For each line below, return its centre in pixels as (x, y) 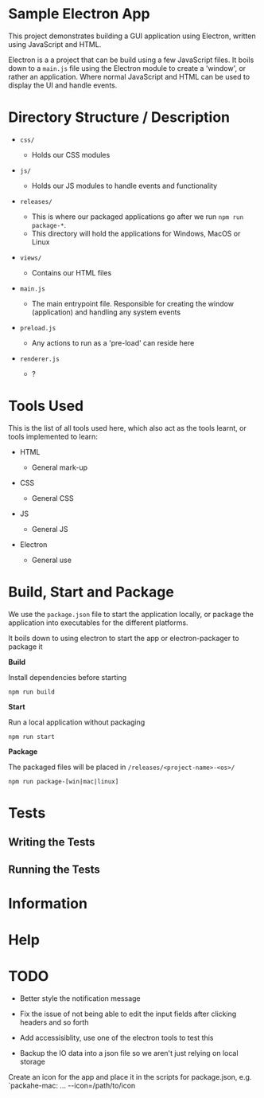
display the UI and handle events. (63, 85)
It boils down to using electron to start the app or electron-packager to (124, 638)
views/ (31, 258)
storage (32, 1062)
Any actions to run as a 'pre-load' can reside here (113, 342)
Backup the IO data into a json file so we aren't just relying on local (129, 1053)
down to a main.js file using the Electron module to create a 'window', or (127, 68)
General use (51, 560)
